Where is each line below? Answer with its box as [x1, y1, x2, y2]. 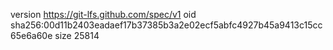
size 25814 [54, 30, 100, 41]
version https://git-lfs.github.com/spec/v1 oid [10, 9, 197, 20]
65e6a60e [10, 30, 53, 41]
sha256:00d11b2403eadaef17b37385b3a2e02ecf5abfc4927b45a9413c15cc [10, 19, 323, 31]
